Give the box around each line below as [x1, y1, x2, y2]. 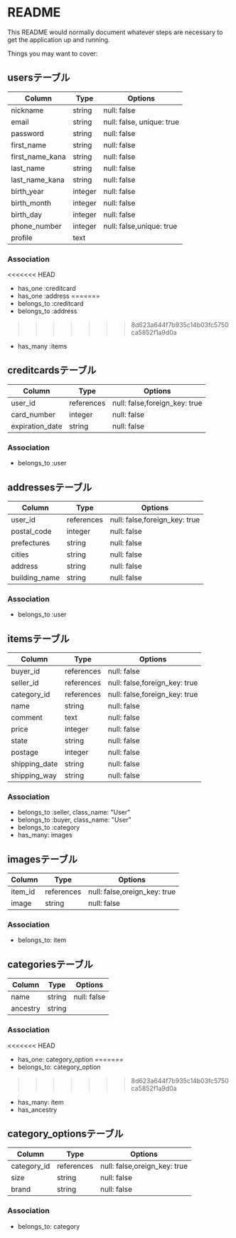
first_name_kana [11, 151, 66, 161]
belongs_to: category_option [17, 1063, 101, 1071]
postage [11, 748, 39, 758]
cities [11, 550, 29, 559]
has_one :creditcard [17, 284, 76, 293]
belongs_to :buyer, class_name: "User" [17, 815, 132, 824]
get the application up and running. [7, 35, 110, 43]
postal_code [11, 526, 52, 536]
